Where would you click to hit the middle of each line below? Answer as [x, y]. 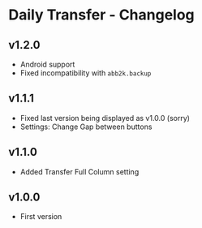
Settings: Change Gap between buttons [86, 127]
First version [41, 217]
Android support [47, 64]
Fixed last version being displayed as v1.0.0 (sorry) [105, 118]
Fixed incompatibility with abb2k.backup [86, 73]
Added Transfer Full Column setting [80, 171]
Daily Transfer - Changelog [101, 15]
